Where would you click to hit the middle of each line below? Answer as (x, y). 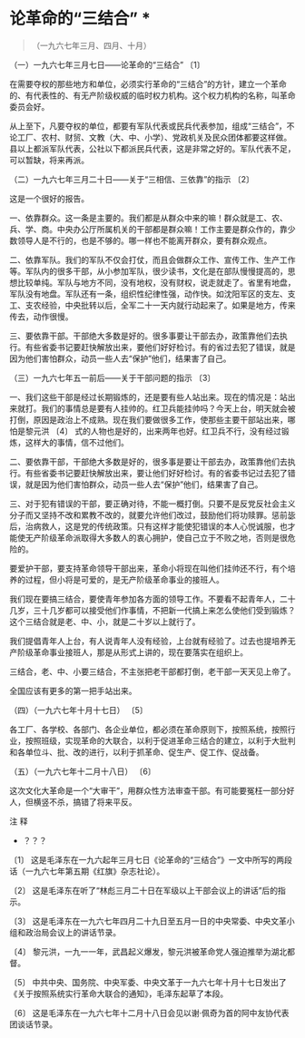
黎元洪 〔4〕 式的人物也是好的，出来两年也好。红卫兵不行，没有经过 (153, 431)
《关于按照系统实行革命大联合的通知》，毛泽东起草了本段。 (119, 994)
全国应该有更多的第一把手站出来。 (73, 690)
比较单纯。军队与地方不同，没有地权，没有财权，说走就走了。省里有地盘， (156, 282)
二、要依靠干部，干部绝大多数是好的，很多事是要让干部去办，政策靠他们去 (148, 461)
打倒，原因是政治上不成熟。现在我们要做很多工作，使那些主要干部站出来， (148, 419)
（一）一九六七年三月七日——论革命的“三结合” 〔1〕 (107, 64)
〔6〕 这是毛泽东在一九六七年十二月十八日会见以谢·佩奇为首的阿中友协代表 (149, 1013)
